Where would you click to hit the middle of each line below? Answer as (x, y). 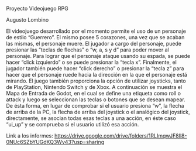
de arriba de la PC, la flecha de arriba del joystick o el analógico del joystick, (98, 112)
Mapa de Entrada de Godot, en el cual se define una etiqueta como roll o (94, 93)
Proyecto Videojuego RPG (37, 8)
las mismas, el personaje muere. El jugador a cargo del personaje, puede (94, 44)
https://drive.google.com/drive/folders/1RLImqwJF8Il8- (121, 136)
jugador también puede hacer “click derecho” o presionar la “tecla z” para (95, 68)
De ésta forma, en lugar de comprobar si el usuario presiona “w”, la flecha (95, 106)
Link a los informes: (30, 136)
